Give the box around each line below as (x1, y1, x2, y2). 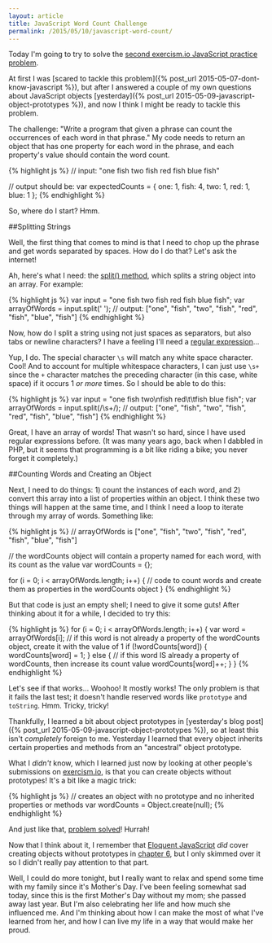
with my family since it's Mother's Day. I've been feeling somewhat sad (8, 882, 247, 892)
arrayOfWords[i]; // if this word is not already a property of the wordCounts (8, 633, 261, 643)
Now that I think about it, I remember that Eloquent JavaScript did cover (8, 840, 249, 850)
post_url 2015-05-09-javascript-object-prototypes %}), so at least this (23, 726, 259, 735)
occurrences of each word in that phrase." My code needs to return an (8, 133, 246, 143)
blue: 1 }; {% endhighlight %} (8, 191, 106, 200)
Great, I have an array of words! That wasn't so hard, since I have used (8, 428, 246, 437)
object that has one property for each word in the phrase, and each (8, 142, 235, 151)
